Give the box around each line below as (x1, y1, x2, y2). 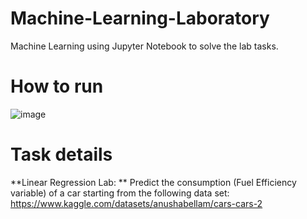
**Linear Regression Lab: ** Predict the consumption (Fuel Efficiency (10, 176, 297, 188)
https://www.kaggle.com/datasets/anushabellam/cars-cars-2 (10, 197, 263, 209)
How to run (10, 75, 104, 98)
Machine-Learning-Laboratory (10, 7, 270, 30)
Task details (10, 143, 113, 166)
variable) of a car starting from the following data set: (10, 187, 230, 199)
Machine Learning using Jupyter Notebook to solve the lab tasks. (10, 40, 279, 52)
